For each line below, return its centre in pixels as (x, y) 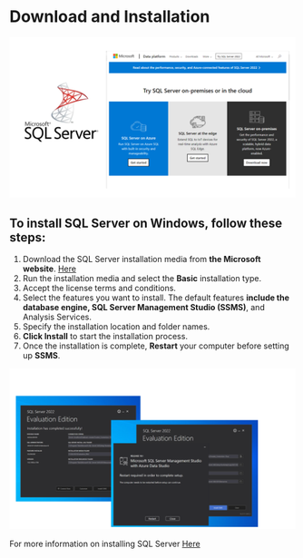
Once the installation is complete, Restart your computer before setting (156, 346)
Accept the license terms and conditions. (99, 289)
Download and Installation (110, 17)
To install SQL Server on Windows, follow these (146, 223)
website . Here (49, 269)
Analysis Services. (57, 317)
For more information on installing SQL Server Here (105, 543)
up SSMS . (41, 356)
